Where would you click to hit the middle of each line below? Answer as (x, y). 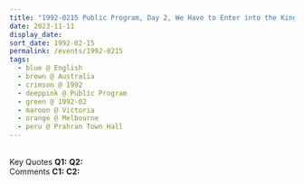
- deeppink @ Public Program (72, 93)
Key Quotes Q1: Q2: (46, 162)
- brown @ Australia (56, 77)
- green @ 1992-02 (52, 101)
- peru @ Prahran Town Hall (71, 127)
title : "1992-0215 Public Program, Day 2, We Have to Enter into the (143, 18)
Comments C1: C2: (45, 171)
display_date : (36, 34)
